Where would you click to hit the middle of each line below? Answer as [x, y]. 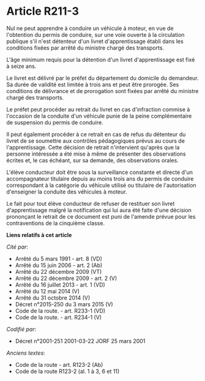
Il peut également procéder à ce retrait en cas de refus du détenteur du [96, 134]
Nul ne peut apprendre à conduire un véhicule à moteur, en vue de [90, 28]
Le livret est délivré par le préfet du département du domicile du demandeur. [102, 78]
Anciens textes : [26, 353]
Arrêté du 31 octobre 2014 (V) [53, 298]
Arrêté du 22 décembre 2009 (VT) [58, 271]
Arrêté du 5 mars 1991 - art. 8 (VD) [58, 258]
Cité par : [17, 247]
